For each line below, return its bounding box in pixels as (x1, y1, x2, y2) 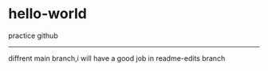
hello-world (8, 5, 88, 23)
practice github (8, 31, 58, 40)
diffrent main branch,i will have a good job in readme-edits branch (8, 53, 226, 63)
